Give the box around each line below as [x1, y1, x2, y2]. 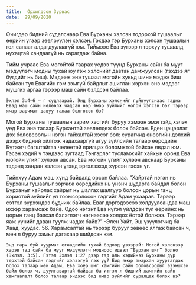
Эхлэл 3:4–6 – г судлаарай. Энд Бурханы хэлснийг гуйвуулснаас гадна [6, 97, 181, 104]
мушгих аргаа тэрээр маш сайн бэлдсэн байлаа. [6, 86, 130, 93]
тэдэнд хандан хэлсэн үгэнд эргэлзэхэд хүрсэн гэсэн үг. [6, 162, 151, 169]
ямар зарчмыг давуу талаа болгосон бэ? [6, 108, 104, 114]
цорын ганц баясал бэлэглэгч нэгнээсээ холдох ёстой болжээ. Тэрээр [6, 212, 185, 219]
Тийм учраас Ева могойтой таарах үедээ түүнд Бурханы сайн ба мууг [6, 60, 183, 68]
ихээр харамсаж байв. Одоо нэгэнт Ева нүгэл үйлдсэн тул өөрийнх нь [6, 205, 184, 212]
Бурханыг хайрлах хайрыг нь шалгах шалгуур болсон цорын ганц [6, 186, 172, 193]
